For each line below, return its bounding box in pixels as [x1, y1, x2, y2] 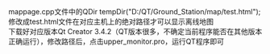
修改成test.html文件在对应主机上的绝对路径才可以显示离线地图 [8, 17, 214, 26]
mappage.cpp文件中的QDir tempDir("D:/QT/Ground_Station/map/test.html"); [8, 7, 261, 16]
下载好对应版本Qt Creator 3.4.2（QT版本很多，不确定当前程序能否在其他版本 [8, 27, 263, 36]
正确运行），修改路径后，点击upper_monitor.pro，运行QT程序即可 [8, 37, 224, 46]
